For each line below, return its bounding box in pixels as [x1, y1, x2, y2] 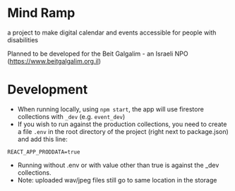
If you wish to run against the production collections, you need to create [17, 120, 227, 128]
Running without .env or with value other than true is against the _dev [17, 161, 219, 169]
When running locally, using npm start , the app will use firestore [17, 104, 205, 113]
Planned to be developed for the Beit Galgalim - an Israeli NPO [7, 49, 188, 58]
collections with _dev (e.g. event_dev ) [17, 112, 126, 121]
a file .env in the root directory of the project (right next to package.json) [17, 127, 229, 135]
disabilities [7, 35, 39, 44]
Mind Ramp [7, 5, 76, 21]
